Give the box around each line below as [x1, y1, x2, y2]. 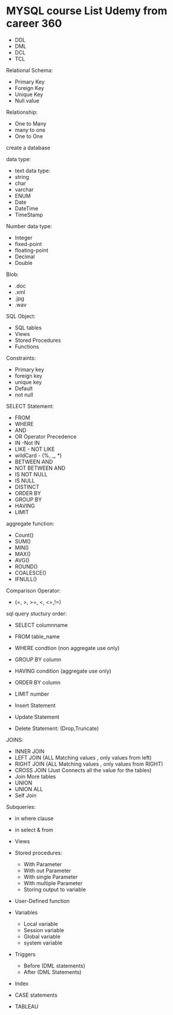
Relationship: [6, 108, 38, 116]
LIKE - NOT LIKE [14, 446, 55, 453]
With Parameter [23, 860, 62, 867]
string [14, 173, 30, 180]
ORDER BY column [14, 678, 61, 686]
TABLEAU [14, 1003, 39, 1010]
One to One [14, 132, 43, 140]
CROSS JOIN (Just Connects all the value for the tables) [14, 766, 152, 774]
